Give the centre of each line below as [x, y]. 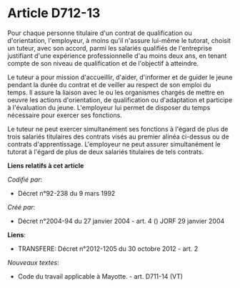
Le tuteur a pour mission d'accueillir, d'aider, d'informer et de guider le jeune [120, 77]
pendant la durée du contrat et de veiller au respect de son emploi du [109, 84]
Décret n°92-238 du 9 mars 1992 [66, 193]
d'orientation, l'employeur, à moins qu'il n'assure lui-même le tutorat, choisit [119, 40]
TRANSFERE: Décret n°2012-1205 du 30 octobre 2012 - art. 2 [108, 249]
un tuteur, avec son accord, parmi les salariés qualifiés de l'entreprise [110, 48]
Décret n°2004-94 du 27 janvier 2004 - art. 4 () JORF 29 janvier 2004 [121, 221]
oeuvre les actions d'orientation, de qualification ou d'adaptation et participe [120, 100]
